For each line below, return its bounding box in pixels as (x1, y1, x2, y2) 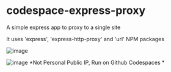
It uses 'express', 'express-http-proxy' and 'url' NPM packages (6, 35, 165, 42)
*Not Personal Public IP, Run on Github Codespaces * (29, 59, 165, 66)
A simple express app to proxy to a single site (6, 24, 121, 31)
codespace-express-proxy (6, 4, 146, 18)
